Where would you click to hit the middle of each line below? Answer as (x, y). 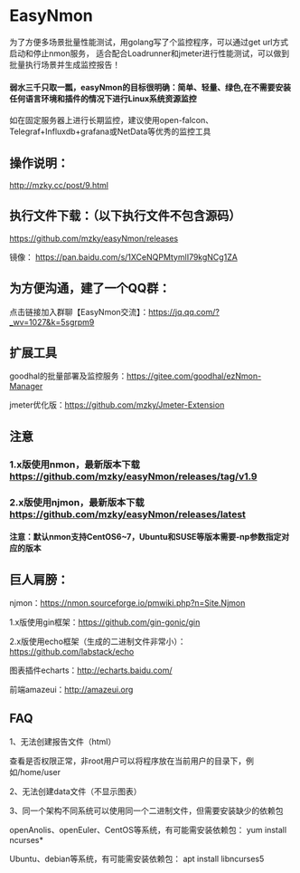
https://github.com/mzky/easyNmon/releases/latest (128, 514)
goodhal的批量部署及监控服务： (68, 376)
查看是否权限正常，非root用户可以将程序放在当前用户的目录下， (128, 761)
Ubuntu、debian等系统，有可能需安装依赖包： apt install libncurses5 (137, 859)
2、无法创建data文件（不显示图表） (75, 791)
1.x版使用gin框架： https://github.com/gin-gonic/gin (105, 622)
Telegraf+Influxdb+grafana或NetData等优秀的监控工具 (110, 131)
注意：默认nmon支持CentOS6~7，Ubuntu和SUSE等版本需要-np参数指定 (145, 537)
